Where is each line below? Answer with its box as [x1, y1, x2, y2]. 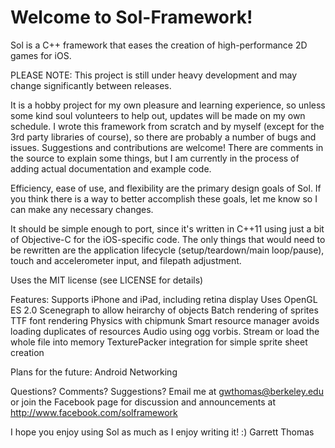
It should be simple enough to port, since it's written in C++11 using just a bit [10, 222, 325, 235]
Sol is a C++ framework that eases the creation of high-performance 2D [10, 39, 308, 51]
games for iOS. [10, 49, 72, 61]
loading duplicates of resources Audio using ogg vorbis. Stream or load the [10, 325, 320, 337]
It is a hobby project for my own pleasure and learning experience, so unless [10, 99, 326, 111]
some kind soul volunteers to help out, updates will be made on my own [10, 109, 306, 121]
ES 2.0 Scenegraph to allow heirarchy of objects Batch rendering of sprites [10, 304, 319, 316]
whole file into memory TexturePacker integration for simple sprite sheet [10, 336, 308, 348]
